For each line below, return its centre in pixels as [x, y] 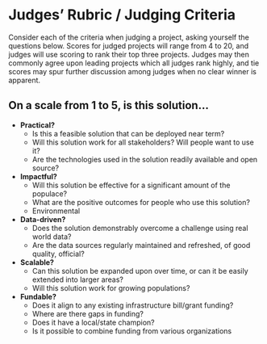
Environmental [56, 211]
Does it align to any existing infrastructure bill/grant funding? [133, 305]
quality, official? [58, 254]
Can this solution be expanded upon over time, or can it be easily [140, 271]
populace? [49, 193]
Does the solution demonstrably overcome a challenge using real [140, 228]
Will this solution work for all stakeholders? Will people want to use [143, 142]
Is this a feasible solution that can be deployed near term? [128, 133]
